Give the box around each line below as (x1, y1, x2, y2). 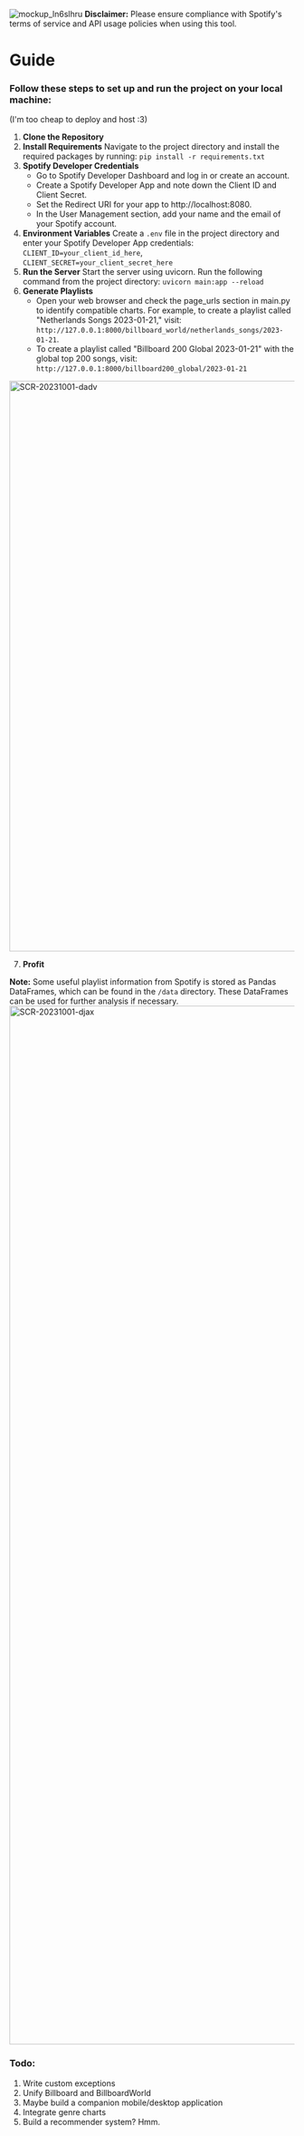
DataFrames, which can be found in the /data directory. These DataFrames (9, 986, 289, 997)
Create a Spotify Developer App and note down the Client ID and (35, 180, 278, 190)
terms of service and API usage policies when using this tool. (9, 18, 237, 29)
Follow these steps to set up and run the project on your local (9, 83, 283, 95)
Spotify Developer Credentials (22, 160, 139, 171)
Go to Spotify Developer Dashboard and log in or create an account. (35, 170, 290, 181)
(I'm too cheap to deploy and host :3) (9, 114, 147, 125)
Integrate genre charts (22, 2106, 107, 2117)
